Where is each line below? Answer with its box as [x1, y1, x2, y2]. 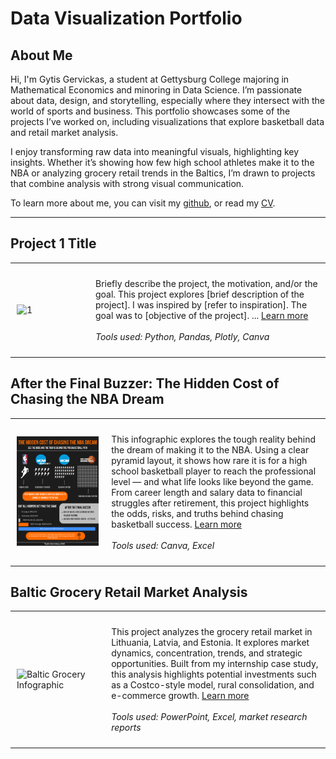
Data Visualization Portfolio [10, 7, 243, 30]
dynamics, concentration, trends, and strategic [111, 647, 303, 659]
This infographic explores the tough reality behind [111, 433, 317, 445]
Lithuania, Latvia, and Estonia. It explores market [111, 637, 310, 649]
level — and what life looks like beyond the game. [111, 475, 314, 487]
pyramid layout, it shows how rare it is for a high [111, 454, 308, 466]
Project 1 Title [10, 235, 97, 252]
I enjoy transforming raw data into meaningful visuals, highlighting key [10, 146, 300, 157]
